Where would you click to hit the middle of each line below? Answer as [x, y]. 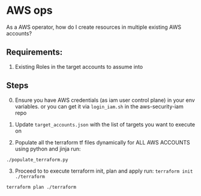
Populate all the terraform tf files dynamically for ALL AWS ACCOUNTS [102, 142]
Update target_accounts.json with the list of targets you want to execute [105, 124]
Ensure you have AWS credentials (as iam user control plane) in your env [105, 100]
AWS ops [29, 10]
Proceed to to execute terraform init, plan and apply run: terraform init [104, 171]
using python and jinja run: [48, 149]
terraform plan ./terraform [41, 187]
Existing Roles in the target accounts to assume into [79, 67]
